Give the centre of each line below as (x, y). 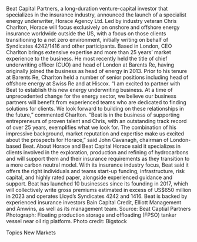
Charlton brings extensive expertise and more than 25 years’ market (89, 52)
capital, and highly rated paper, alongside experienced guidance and (89, 177)
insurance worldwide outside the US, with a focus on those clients (86, 34)
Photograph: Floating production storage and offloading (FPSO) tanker (91, 215)
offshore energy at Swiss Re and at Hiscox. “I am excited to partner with (93, 84)
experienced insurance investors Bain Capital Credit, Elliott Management (94, 202)
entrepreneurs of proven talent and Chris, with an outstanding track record (96, 121)
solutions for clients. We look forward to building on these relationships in (95, 109)
